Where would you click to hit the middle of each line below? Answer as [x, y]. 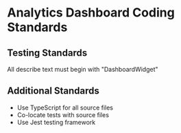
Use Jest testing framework [56, 122]
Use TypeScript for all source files [65, 108]
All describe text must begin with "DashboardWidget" [83, 69]
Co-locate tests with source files [63, 114]
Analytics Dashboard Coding [91, 13]
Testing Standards [47, 53]
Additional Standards [53, 91]
